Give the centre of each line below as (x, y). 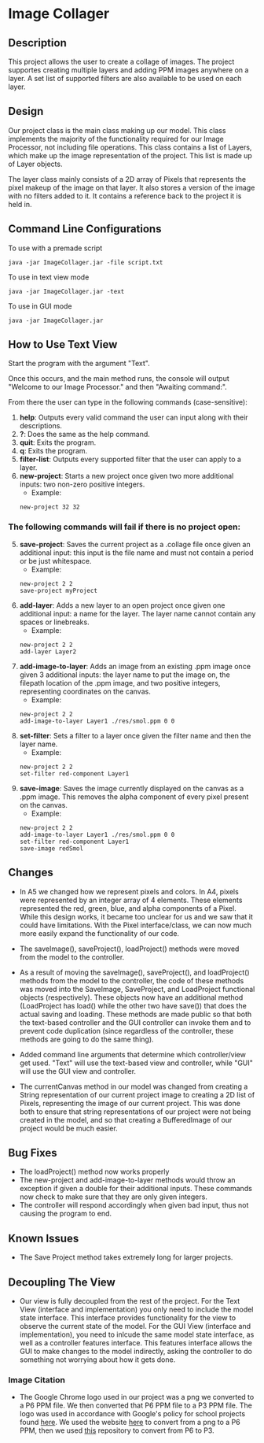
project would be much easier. (68, 1128)
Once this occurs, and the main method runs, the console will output (119, 379)
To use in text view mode (49, 277)
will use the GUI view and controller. (77, 1071)
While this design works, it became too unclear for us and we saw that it (136, 916)
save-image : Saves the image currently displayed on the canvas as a (132, 788)
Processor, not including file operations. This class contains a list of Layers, (130, 147)
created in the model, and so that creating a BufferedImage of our (126, 1119)
